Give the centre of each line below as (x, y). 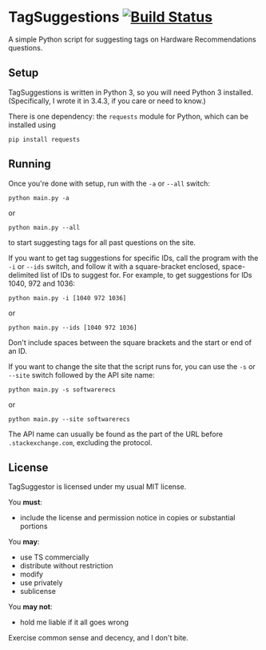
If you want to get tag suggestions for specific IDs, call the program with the (133, 258)
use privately (41, 583)
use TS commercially (54, 557)
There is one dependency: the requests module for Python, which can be (129, 116)
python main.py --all (44, 227)
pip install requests (44, 139)
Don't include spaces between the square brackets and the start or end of (130, 342)
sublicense (38, 592)
